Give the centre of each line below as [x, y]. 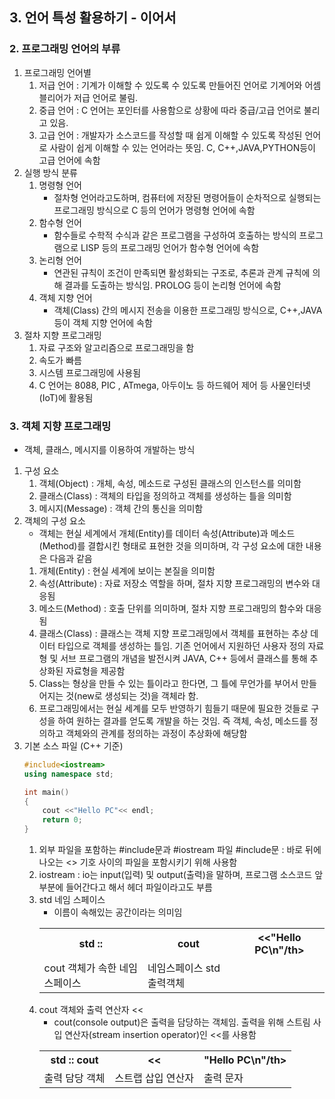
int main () [46, 792]
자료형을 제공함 [95, 670]
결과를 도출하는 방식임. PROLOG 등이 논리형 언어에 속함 [173, 285]
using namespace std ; [69, 774]
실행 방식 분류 [50, 172]
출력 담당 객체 [74, 1078]
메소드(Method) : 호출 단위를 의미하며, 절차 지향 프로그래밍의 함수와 [171, 608]
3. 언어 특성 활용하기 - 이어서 [93, 18]
